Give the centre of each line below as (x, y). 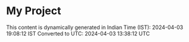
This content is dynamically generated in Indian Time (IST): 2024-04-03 (95, 27)
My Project (34, 11)
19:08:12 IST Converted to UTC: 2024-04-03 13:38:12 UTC (78, 33)
